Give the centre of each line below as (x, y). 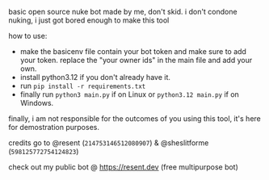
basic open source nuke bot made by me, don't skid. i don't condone (123, 12)
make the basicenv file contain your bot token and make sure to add (133, 51)
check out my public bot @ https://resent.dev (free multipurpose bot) (123, 167)
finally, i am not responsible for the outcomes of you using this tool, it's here (134, 119)
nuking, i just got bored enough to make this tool (89, 20)
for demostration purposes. (54, 127)
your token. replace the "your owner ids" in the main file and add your (136, 60)
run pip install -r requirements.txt (83, 86)
